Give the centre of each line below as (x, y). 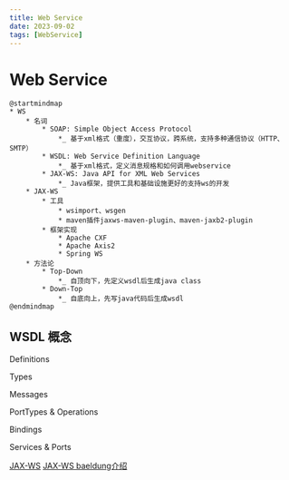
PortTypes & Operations (54, 412)
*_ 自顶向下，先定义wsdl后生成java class (130, 281)
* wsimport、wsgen (92, 211)
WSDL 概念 (41, 337)
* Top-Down (63, 272)
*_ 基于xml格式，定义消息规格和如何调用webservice (144, 166)
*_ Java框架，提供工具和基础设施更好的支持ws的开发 (144, 184)
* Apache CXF (82, 238)
